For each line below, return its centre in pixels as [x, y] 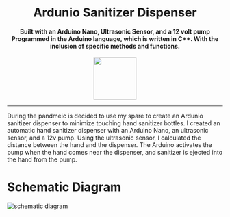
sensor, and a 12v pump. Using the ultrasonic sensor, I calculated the [104, 138]
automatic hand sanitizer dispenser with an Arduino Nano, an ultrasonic [108, 130]
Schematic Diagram [64, 187]
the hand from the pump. [42, 159]
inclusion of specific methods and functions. [115, 46]
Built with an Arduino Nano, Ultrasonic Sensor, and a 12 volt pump [115, 31]
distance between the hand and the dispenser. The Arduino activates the [110, 144]
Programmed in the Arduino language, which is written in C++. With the [115, 38]
